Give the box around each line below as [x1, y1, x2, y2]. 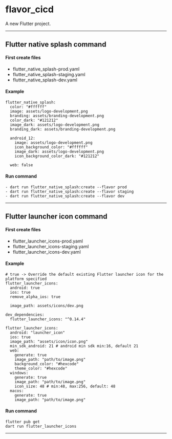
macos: [10, 388, 24, 393]
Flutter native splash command [5, 40, 106, 49]
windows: [10, 370, 29, 376]
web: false [10, 162, 33, 167]
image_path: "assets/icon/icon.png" [10, 339, 88, 344]
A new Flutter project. [5, 20, 51, 27]
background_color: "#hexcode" [14, 361, 79, 366]
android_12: [10, 136, 36, 141]
